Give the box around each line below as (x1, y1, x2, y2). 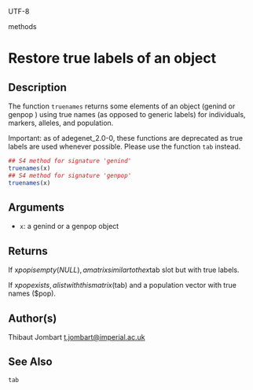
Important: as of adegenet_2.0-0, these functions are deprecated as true (8, 134, 244, 142)
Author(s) (8, 311, 57, 325)
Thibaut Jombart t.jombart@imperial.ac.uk (8, 332, 145, 341)
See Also (8, 355, 53, 369)
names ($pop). (8, 289, 57, 298)
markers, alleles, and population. (8, 118, 114, 127)
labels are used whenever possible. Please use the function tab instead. (8, 142, 241, 151)
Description (8, 80, 67, 94)
